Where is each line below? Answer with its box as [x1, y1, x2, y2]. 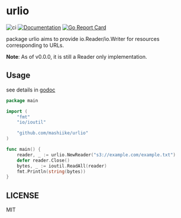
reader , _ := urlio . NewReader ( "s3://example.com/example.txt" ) [17, 151, 176, 158]
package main [6, 97, 38, 103]
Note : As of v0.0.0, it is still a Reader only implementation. [6, 53, 147, 60]
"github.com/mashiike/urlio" [17, 130, 89, 136]
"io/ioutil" [17, 119, 46, 125]
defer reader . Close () [17, 157, 70, 163]
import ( [6, 108, 28, 114]
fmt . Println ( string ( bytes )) [17, 168, 86, 175]
